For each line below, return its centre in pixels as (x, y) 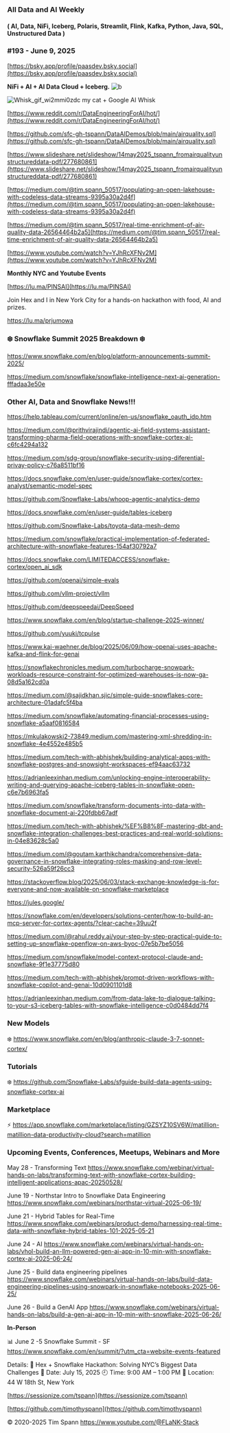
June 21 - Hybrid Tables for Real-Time (61, 1216)
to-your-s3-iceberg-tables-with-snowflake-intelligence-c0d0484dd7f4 (108, 1006)
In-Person (22, 1327)
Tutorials (22, 1066)
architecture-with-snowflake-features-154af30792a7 (82, 547)
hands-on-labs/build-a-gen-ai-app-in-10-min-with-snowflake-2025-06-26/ (114, 1314)
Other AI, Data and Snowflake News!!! (71, 402)
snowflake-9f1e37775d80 (44, 964)
